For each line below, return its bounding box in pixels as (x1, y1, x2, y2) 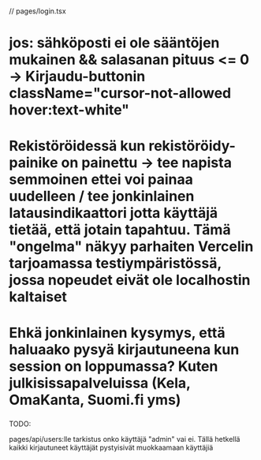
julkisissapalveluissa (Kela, (9, 374, 191, 392)
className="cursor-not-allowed (9, 84, 232, 103)
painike (9, 154, 58, 172)
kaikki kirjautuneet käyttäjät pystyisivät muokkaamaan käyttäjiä (9, 443, 214, 452)
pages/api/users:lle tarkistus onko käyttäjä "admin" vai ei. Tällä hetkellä (9, 435, 240, 444)
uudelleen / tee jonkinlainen (9, 188, 195, 205)
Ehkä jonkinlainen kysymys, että (9, 324, 226, 342)
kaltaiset (9, 288, 68, 306)
